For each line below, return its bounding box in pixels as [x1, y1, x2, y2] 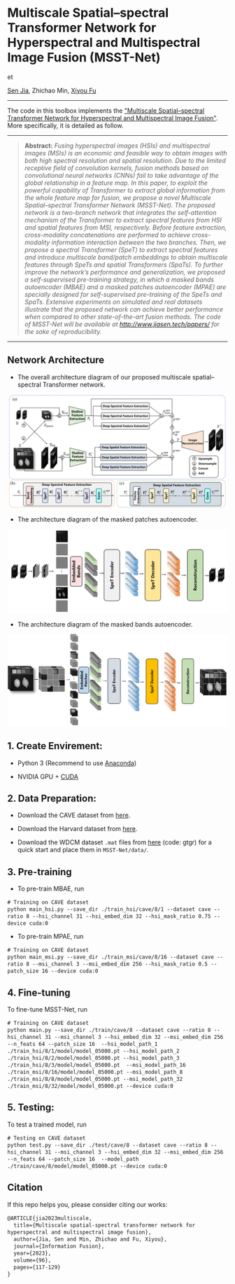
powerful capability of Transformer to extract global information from [24, 186, 225, 194]
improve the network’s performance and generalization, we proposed [24, 267, 225, 276]
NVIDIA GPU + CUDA [17, 772, 79, 781]
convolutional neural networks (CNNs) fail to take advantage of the [24, 171, 219, 179]
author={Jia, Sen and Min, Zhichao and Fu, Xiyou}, [13, 1236, 168, 1243]
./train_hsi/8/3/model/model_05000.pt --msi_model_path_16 [7, 1061, 187, 1068]
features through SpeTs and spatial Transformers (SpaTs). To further [24, 260, 224, 269]
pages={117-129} [13, 1264, 61, 1271]
